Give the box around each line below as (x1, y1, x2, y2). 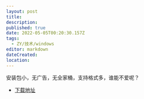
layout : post (6, 8, 38, 15)
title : (6, 14, 22, 20)
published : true (6, 24, 46, 31)
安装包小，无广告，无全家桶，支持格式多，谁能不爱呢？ (6, 74, 139, 81)
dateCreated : (6, 52, 38, 58)
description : (6, 19, 38, 25)
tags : (6, 36, 19, 41)
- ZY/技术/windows (11, 41, 54, 47)
